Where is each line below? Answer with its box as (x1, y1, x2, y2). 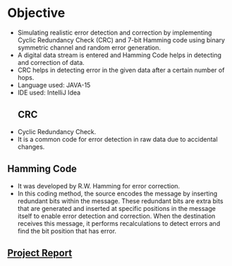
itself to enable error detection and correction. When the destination (17, 212, 216, 220)
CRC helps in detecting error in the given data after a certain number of (17, 66, 225, 74)
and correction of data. (17, 58, 85, 66)
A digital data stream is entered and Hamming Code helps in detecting (17, 51, 222, 59)
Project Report (7, 247, 73, 259)
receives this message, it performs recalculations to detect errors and (17, 219, 221, 227)
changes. (17, 143, 45, 151)
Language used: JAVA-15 (17, 80, 91, 89)
